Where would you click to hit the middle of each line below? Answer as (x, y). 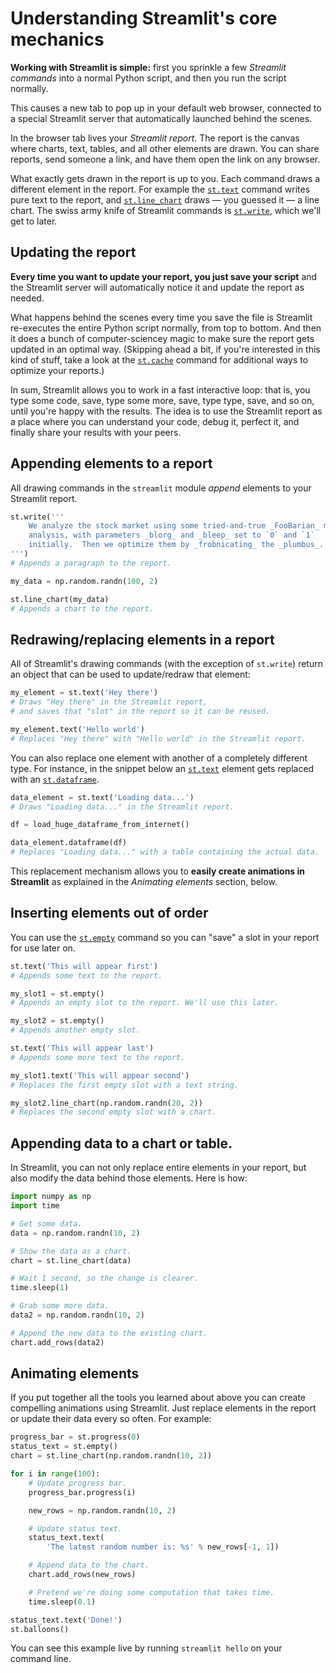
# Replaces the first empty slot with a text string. (125, 1085)
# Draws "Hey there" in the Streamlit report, (109, 702)
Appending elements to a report (111, 463)
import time (35, 1206)
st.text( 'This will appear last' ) (82, 1048)
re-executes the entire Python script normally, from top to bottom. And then (166, 328)
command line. (41, 1659)
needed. (27, 298)
